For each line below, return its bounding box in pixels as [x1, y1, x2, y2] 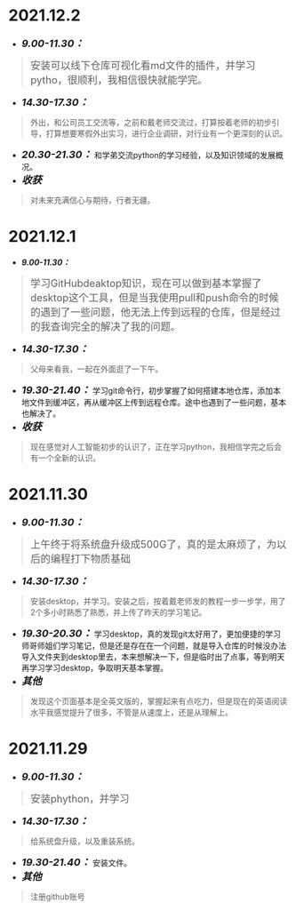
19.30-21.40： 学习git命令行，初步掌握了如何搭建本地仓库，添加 [20, 383, 274, 396]
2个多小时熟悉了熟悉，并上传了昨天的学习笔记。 [29, 606, 207, 618]
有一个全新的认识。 [29, 452, 101, 463]
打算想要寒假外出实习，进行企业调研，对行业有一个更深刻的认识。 [45, 128, 288, 139]
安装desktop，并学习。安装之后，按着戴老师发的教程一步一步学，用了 [29, 595, 286, 606]
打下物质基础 [69, 552, 131, 565]
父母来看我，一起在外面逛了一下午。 [29, 364, 164, 374]
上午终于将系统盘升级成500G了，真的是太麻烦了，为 [29, 538, 277, 551]
